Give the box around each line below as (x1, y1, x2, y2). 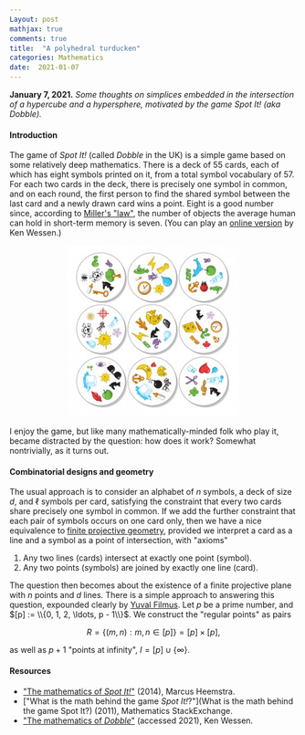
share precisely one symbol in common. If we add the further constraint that (9, 506, 296, 517)
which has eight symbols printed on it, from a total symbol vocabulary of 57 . (9, 169, 295, 180)
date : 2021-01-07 (9, 63, 79, 72)
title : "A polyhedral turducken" (9, 44, 142, 53)
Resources (9, 666, 52, 676)
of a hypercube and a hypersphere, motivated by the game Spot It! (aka (9, 99, 281, 110)
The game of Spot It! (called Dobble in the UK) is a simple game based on (9, 150, 286, 161)
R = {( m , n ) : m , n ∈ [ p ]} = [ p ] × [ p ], (86, 626, 221, 638)
